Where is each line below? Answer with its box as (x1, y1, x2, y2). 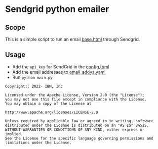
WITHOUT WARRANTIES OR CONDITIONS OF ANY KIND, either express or (5, 127, 145, 132)
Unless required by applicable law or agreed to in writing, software (5, 118, 154, 123)
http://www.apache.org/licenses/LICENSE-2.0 (5, 110, 98, 115)
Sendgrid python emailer (5, 3, 110, 15)
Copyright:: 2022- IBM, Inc (5, 84, 63, 89)
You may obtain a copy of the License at (5, 101, 92, 106)
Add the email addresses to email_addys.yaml (12, 69, 106, 75)
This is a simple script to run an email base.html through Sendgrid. (5, 36, 140, 42)
